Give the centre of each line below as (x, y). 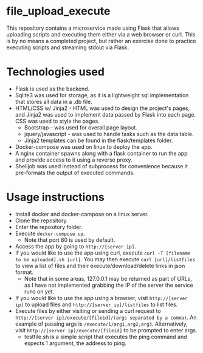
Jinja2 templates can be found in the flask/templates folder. (98, 140)
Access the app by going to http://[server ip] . (76, 246)
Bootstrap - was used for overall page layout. (81, 127)
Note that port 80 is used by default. (70, 240)
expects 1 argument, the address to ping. (75, 343)
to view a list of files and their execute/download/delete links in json (100, 266)
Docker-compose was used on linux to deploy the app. (84, 146)
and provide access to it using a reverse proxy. (74, 160)
